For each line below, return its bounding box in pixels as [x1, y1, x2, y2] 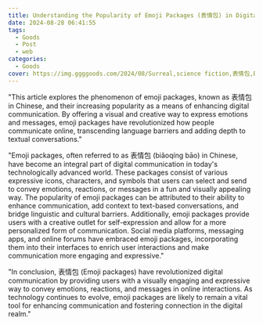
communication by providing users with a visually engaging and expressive [8, 276, 250, 285]
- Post [15, 41, 37, 49]
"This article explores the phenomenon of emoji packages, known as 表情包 [8, 92, 252, 102]
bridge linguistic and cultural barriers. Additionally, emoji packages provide [8, 209, 250, 218]
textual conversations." [8, 134, 82, 143]
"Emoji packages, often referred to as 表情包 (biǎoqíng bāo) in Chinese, [8, 150, 239, 160]
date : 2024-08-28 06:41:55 [8, 19, 96, 27]
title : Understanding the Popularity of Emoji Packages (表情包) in [8, 11, 233, 20]
